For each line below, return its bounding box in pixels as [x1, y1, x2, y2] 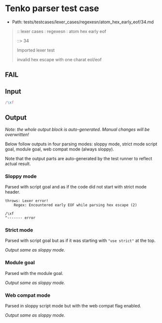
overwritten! [5, 132, 29, 137]
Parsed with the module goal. [5, 270, 64, 276]
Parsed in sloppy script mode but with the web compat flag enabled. [5, 303, 141, 309]
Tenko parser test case [5, 3, 99, 14]
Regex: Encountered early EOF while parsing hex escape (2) [14, 203, 137, 208]
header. [5, 189, 20, 195]
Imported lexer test [16, 47, 55, 53]
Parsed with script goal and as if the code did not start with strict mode [5, 184, 147, 190]
